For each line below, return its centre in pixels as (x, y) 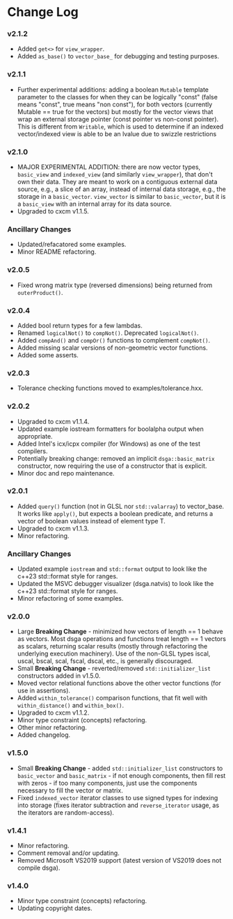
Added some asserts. (48, 355)
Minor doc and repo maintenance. (66, 473)
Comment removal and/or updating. (68, 853)
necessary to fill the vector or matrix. (70, 790)
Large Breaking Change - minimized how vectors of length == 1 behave (120, 632)
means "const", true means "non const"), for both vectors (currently (115, 104)
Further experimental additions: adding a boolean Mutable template (113, 89)
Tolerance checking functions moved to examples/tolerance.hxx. (110, 388)
